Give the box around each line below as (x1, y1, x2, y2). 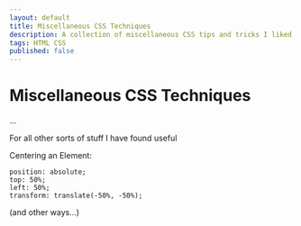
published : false (9, 47, 75, 56)
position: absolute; (9, 167, 87, 176)
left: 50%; (9, 184, 50, 193)
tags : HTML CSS (9, 38, 67, 48)
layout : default (9, 13, 70, 23)
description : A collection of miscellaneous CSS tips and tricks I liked (9, 30, 293, 39)
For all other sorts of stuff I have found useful (9, 132, 178, 144)
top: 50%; (9, 176, 47, 185)
